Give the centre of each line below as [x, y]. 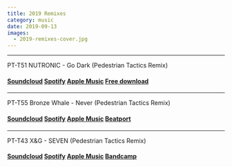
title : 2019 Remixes [37, 13]
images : [18, 33]
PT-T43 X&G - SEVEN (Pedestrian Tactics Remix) [77, 140]
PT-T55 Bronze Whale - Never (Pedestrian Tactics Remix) [89, 103]
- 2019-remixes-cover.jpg [51, 39]
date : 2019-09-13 [32, 26]
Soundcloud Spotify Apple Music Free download [78, 81]
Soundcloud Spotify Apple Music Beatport [69, 119]
